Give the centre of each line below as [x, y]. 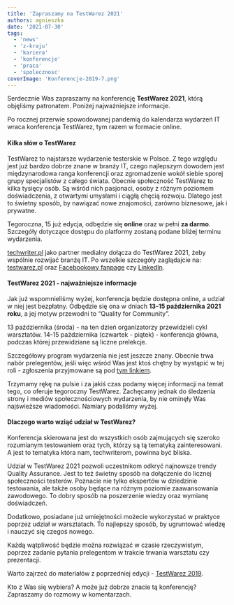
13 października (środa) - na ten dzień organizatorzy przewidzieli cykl [107, 327]
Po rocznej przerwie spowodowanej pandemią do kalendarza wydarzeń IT [114, 119]
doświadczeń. [27, 503]
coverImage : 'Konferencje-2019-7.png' [64, 79]
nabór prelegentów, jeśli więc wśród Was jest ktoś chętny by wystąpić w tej [116, 363]
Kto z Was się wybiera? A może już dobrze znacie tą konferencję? [102, 587]
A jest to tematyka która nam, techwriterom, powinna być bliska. [100, 452]
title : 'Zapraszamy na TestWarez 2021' [65, 14]
